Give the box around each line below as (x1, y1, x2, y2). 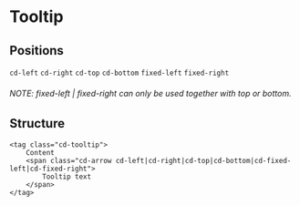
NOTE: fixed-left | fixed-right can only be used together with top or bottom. (9, 88, 292, 98)
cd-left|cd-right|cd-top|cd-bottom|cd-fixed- (115, 156, 292, 165)
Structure (9, 116, 66, 131)
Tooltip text (42, 171, 92, 181)
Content (26, 148, 55, 157)
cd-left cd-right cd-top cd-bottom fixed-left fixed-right (9, 68, 230, 77)
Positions (9, 43, 64, 58)
